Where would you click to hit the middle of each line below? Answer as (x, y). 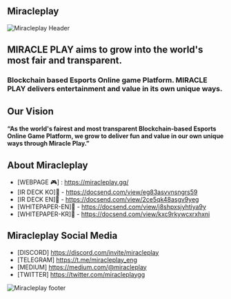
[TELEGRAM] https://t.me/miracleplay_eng (77, 260)
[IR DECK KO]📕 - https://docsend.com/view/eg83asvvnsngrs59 (107, 192)
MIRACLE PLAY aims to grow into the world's (105, 50)
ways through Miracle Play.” (48, 144)
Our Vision (30, 111)
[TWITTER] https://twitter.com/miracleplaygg (81, 274)
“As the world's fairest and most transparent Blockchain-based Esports (112, 129)
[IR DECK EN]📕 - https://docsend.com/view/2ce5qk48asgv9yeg (108, 199)
